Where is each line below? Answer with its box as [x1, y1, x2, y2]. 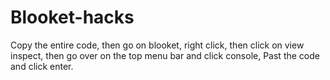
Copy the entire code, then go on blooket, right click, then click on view [10, 39, 305, 51]
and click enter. [10, 60, 74, 72]
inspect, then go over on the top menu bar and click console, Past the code [10, 49, 320, 61]
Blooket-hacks [10, 6, 135, 29]
